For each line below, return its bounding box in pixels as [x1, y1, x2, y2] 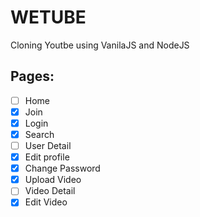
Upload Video [24, 174, 82, 186]
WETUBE [10, 6, 87, 29]
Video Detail [24, 185, 76, 197]
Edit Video [24, 196, 68, 208]
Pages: [10, 68, 55, 85]
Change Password [24, 162, 101, 175]
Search [24, 128, 55, 140]
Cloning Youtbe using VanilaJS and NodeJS [10, 39, 190, 51]
